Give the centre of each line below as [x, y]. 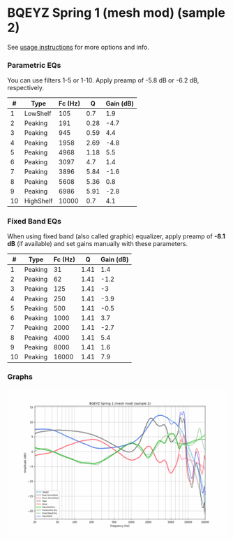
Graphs [20, 377]
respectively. [25, 88]
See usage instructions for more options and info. [78, 47]
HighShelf [38, 201]
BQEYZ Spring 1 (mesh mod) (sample [116, 13]
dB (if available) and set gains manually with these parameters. [98, 244]
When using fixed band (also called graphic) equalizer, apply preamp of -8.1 [116, 236]
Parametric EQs [34, 65]
